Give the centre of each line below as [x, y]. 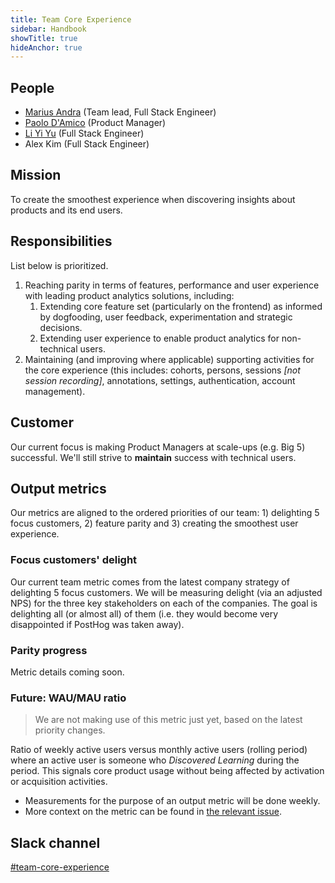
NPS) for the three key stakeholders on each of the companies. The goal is [164, 603]
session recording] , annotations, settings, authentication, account [160, 380]
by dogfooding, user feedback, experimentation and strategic [166, 317]
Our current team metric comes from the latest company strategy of [150, 582]
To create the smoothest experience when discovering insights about [153, 199]
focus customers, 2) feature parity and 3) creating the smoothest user [154, 523]
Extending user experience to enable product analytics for [159, 338]
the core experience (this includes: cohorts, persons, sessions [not [162, 370]
